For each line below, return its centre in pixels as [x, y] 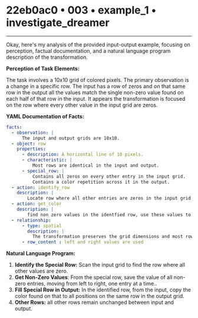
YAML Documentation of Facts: [45, 116]
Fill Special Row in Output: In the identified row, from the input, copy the [103, 290]
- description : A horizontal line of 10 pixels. [82, 155]
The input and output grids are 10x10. [70, 138]
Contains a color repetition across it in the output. [101, 182]
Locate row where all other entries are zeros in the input [103, 198]
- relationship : [31, 220]
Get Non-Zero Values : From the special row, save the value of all [93, 277]
